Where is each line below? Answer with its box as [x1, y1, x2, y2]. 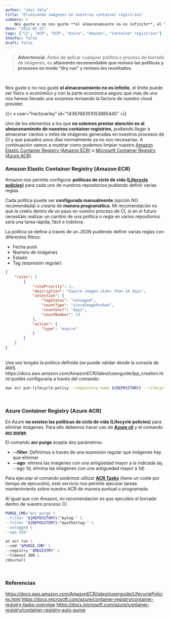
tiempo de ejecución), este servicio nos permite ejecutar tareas [5, 480, 138, 486]
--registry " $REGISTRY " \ [5, 548, 60, 553]
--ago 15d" [5, 529, 28, 534]
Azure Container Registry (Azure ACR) [5, 407, 102, 414]
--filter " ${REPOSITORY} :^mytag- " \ [5, 515, 82, 520]
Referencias [5, 579, 36, 586]
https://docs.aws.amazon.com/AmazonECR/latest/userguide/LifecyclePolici [5, 591, 163, 597]
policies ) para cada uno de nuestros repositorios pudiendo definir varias [5, 182, 157, 188]
